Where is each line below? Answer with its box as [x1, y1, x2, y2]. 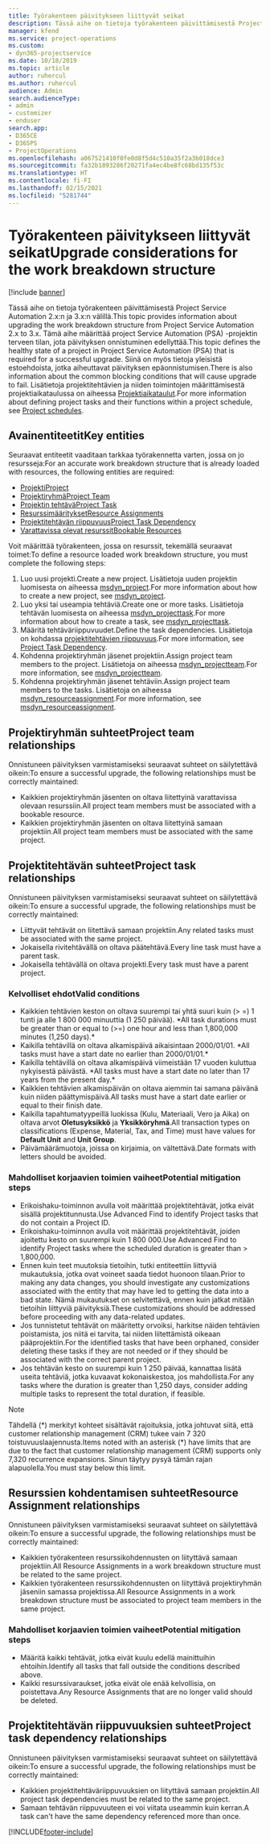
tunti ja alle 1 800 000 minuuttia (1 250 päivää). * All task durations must [19, 1015, 257, 1025]
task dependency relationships [8, 1731, 167, 1745]
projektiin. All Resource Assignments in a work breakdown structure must [19, 1561, 261, 1571]
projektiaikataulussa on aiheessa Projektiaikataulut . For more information [8, 388, 247, 398]
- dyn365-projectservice [8, 49, 92, 57]
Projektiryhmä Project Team [19, 491, 111, 501]
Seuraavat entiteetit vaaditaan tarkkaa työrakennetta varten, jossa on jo [8, 450, 245, 460]
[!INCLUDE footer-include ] [8, 1826, 94, 1837]
